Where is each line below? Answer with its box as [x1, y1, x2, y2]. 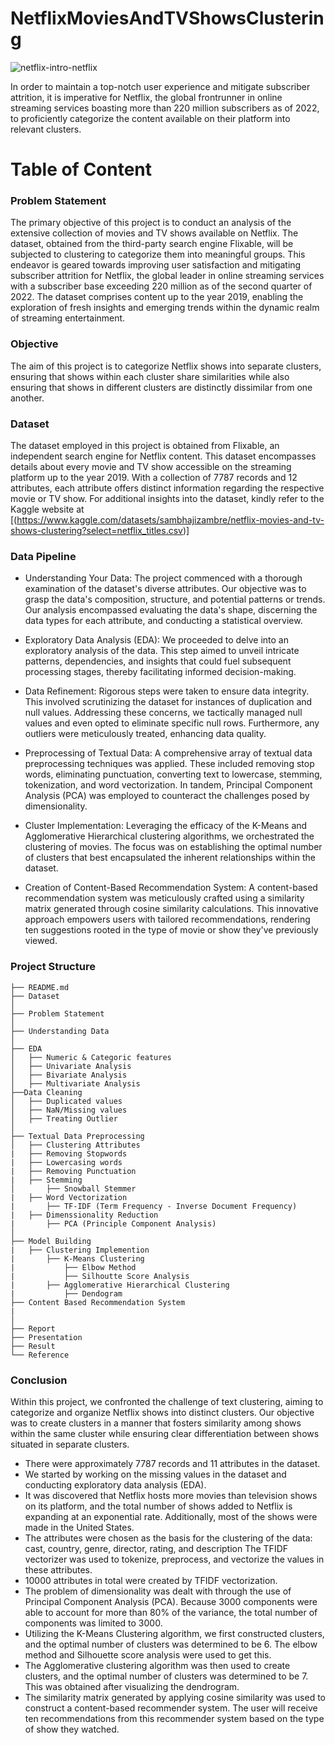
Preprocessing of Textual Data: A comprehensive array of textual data [24, 747, 313, 759]
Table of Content [10, 158, 153, 181]
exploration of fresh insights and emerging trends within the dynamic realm [10, 302, 320, 314]
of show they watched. [24, 1723, 120, 1735]
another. [10, 392, 45, 404]
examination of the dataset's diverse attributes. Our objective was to [24, 583, 307, 595]
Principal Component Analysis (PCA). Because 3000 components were [24, 1595, 318, 1607]
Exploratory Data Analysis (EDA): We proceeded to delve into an [24, 634, 289, 646]
